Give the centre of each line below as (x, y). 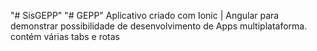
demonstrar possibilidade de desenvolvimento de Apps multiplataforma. (159, 26)
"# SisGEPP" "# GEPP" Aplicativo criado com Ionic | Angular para (145, 15)
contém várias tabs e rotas (65, 36)
